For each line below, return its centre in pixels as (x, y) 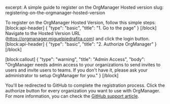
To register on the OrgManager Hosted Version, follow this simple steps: (81, 23)
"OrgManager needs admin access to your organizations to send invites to (83, 65)
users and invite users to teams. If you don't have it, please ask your (77, 70)
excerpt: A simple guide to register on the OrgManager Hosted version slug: (84, 7)
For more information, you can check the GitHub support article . (72, 96)
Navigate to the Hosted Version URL (43, 33)
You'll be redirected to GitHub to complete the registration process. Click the (85, 85)
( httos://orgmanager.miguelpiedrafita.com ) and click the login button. (78, 39)
